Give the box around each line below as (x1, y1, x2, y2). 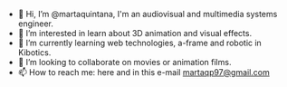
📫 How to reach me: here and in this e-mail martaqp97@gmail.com (17, 67, 270, 77)
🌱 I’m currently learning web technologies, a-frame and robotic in (17, 37, 263, 48)
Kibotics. (17, 47, 52, 58)
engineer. (17, 18, 54, 29)
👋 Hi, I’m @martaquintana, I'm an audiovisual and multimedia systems (17, 9, 278, 19)
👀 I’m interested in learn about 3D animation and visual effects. (17, 28, 252, 38)
